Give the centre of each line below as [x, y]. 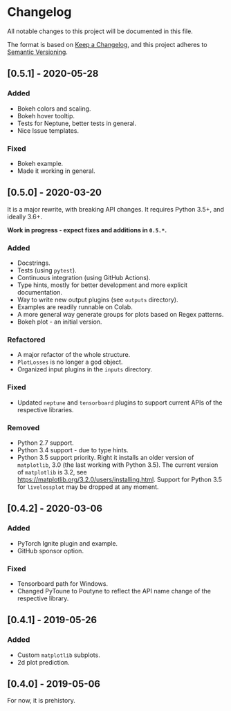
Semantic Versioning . [37, 52]
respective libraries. [45, 409]
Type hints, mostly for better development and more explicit [102, 285]
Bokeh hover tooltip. [46, 116]
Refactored [26, 340]
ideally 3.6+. [25, 216]
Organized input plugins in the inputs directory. [84, 369]
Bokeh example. [40, 163]
